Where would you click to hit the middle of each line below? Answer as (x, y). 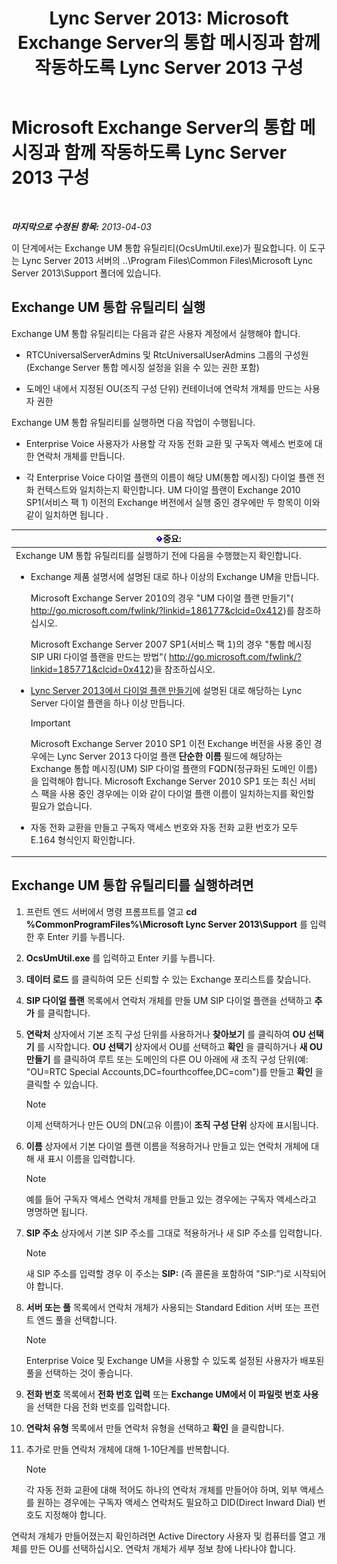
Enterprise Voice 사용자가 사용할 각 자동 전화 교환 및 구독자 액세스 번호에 (169, 443)
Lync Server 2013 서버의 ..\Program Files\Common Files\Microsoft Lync (167, 260)
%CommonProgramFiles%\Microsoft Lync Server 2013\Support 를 (166, 924)
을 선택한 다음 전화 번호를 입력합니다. (98, 1406)
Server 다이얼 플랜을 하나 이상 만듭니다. (108, 703)
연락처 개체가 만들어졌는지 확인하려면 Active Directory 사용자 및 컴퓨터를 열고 (163, 1536)
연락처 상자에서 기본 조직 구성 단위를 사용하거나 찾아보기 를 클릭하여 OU (165, 1034)
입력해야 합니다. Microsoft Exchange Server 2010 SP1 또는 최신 (169, 781)
